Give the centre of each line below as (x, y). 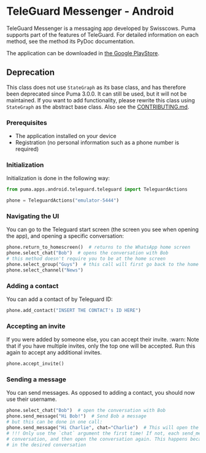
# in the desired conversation (46, 445)
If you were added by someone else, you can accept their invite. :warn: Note (103, 340)
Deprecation (31, 73)
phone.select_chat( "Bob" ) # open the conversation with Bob (86, 411)
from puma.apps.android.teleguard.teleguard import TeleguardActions (97, 189)
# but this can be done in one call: (55, 422)
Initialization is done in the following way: (58, 178)
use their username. (32, 399)
